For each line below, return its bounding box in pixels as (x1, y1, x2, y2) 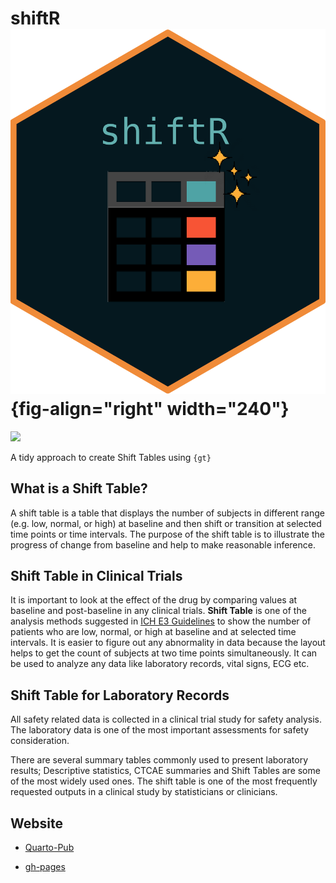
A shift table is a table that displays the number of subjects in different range (10, 507, 326, 519)
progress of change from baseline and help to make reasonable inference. (10, 538, 316, 551)
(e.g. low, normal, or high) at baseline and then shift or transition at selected (10, 517, 322, 529)
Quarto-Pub (24, 842, 75, 853)
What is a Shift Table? (10, 480, 148, 497)
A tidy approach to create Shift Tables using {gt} (10, 451, 212, 463)
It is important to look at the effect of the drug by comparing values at (10, 594, 298, 606)
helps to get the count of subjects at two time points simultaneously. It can (10, 647, 318, 659)
